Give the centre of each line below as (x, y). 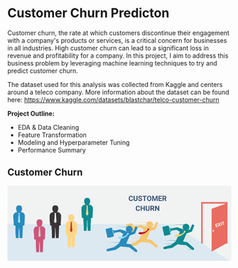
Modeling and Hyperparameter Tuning (74, 142)
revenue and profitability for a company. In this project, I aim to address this (118, 56)
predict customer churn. (43, 71)
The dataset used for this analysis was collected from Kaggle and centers (115, 84)
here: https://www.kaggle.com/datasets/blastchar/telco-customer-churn (113, 99)
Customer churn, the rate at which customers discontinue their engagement (118, 33)
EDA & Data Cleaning (48, 127)
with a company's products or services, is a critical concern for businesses (117, 40)
